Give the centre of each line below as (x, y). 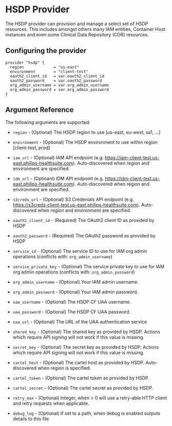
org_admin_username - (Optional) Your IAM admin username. (75, 282)
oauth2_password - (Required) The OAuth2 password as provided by (84, 235)
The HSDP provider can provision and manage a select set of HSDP (77, 24)
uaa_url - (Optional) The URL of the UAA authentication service (80, 322)
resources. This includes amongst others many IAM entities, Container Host (85, 29)
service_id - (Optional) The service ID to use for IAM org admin (80, 251)
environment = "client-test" (49, 71)
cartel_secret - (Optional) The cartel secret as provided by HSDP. (83, 388)
